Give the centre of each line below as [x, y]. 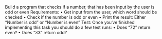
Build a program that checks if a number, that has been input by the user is [80, 7]
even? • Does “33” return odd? [36, 32]
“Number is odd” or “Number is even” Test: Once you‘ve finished [70, 22]
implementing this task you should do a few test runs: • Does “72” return [78, 27]
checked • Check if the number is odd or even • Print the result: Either [75, 17]
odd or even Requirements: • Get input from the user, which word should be [81, 12]
